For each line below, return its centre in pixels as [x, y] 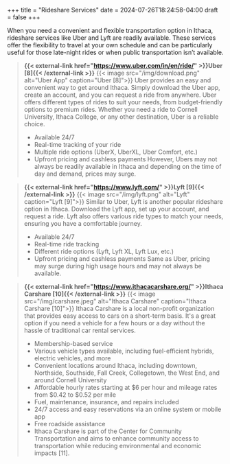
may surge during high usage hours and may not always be [118, 266]
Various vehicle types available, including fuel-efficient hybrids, [124, 351]
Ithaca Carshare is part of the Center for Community [108, 431]
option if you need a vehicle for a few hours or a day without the [115, 323]
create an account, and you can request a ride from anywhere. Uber [120, 95]
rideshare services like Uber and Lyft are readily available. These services [112, 38]
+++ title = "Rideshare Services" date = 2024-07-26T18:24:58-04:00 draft [113, 10]
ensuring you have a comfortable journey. [83, 223]
